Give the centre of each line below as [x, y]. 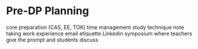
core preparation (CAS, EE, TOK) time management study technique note [95, 27]
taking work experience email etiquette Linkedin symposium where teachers [99, 33]
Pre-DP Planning [48, 11]
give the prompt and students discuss [52, 40]
